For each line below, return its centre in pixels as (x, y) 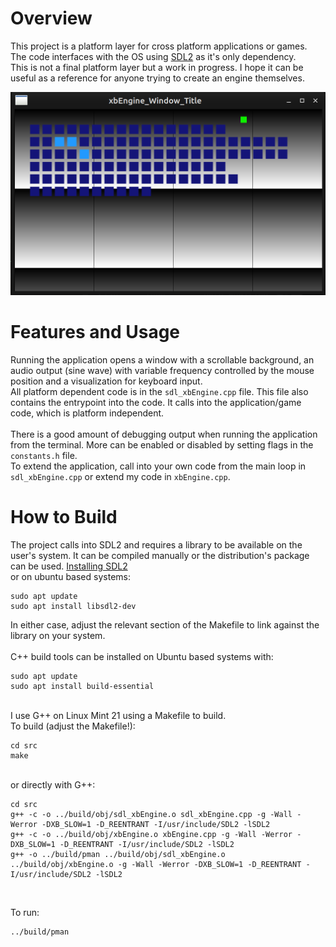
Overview (51, 18)
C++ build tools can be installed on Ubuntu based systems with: (142, 656)
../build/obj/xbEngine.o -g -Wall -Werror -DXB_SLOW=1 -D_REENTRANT (156, 864)
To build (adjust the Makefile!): (73, 726)
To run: (25, 912)
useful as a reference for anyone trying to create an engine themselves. (157, 78)
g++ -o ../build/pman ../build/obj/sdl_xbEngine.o (118, 854)
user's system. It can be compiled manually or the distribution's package (160, 555)
